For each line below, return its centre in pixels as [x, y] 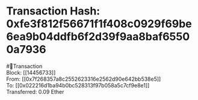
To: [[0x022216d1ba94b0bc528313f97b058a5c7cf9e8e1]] [78, 85]
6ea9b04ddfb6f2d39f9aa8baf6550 [98, 37]
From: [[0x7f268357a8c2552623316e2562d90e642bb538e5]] [84, 79]
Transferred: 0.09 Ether [35, 92]
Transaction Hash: [53, 11]
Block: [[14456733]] [31, 72]
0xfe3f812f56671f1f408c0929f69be [99, 24]
